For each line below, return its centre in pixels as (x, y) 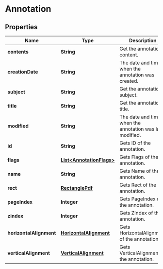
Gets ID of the (135, 143)
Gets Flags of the (139, 157)
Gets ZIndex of (136, 213)
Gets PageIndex (138, 199)
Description (143, 41)
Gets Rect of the (138, 185)
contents (18, 52)
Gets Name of (135, 171)
